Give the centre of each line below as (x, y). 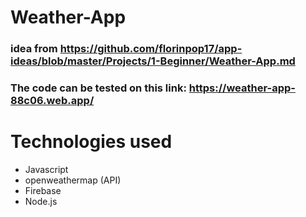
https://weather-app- (242, 88)
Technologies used (91, 142)
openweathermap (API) (73, 180)
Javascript (46, 169)
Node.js (41, 201)
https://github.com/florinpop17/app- (151, 49)
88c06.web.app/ (52, 101)
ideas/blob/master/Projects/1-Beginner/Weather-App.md (153, 61)
